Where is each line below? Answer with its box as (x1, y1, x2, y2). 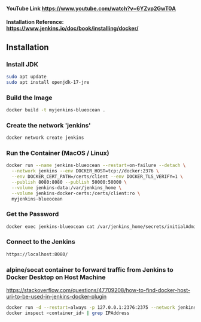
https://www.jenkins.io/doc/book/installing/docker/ (6, 25, 139, 32)
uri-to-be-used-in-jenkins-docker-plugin (6, 293, 107, 300)
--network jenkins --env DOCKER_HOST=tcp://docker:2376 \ (11, 168, 160, 174)
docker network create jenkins (6, 135, 84, 141)
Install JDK (6, 60, 39, 68)
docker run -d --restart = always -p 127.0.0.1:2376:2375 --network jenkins (6, 305, 197, 311)
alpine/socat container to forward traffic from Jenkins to (6, 265, 173, 274)
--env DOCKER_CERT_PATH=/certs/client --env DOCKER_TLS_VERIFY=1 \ (11, 174, 184, 180)
